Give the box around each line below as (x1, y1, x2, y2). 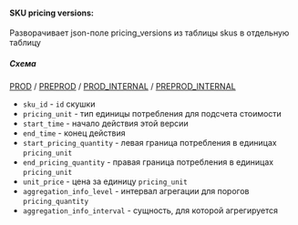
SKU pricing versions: (9, 7, 94, 18)
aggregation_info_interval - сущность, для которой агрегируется (22, 205, 279, 216)
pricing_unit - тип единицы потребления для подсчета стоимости (22, 108, 283, 119)
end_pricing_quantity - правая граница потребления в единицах (22, 157, 274, 168)
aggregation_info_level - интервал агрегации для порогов (22, 186, 250, 197)
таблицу (9, 37, 41, 48)
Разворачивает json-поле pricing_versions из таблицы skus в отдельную (9, 27, 290, 38)
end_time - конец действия (22, 128, 126, 138)
